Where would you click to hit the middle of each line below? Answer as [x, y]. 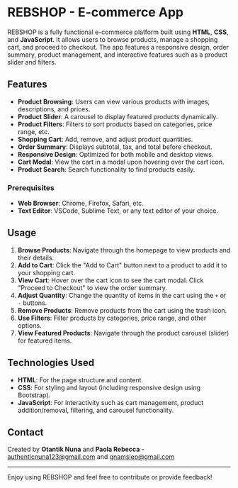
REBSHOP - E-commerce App [96, 12]
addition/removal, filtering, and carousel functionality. [96, 410]
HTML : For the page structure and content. [80, 379]
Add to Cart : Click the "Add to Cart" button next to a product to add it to [122, 265]
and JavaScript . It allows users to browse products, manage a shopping [113, 39]
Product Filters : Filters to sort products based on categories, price [115, 124]
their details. [36, 257]
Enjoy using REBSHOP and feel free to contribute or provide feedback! [110, 477]
